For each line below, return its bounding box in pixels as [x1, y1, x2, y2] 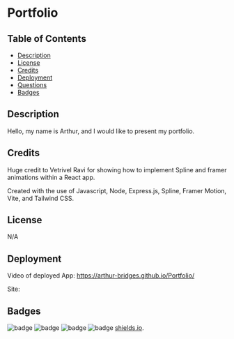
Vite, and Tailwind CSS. [7, 194, 75, 202]
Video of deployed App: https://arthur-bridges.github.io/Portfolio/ [7, 271, 195, 280]
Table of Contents [7, 33, 87, 45]
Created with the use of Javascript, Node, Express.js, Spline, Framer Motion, [7, 186, 227, 195]
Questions [17, 81, 47, 89]
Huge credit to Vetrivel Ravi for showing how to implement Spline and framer [7, 165, 227, 174]
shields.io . [114, 324, 144, 332]
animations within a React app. [7, 173, 95, 181]
